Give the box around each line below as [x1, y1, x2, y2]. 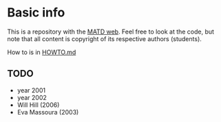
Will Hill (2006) [17, 101, 60, 109]
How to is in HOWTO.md [7, 48, 76, 56]
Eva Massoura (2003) [17, 108, 79, 116]
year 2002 [17, 93, 47, 101]
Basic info [7, 5, 65, 21]
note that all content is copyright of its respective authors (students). [7, 34, 202, 42]
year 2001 [17, 86, 46, 94]
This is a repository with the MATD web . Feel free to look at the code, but [7, 27, 215, 36]
